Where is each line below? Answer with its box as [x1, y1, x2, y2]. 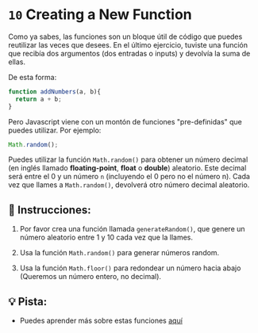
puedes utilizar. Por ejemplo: [8, 125, 102, 135]
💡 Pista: [8, 295, 48, 308]
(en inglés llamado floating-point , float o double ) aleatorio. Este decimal [8, 163, 247, 173]
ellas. [8, 57, 26, 67]
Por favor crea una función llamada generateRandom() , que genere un [19, 224, 245, 234]
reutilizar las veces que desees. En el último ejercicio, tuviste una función [8, 40, 248, 49]
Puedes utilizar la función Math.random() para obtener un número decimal [8, 155, 248, 164]
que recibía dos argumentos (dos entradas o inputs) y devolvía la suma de [8, 48, 251, 58]
